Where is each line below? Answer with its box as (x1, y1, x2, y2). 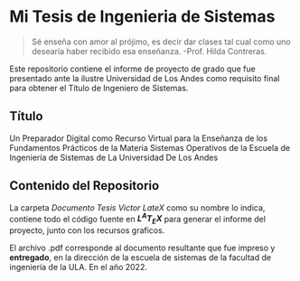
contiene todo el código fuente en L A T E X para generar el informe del (9, 211, 267, 227)
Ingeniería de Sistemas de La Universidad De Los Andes (9, 152, 219, 163)
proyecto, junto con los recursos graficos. (9, 225, 165, 236)
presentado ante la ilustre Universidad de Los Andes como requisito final (9, 72, 280, 83)
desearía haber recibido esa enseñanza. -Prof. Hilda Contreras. (31, 45, 267, 56)
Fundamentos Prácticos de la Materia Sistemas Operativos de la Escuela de (9, 142, 291, 153)
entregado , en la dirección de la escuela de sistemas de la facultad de (9, 252, 272, 263)
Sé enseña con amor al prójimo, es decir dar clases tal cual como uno (31, 36, 291, 47)
